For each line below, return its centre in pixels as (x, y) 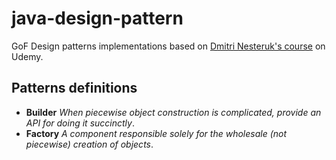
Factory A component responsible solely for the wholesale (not (156, 133)
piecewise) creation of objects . (89, 144)
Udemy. (27, 56)
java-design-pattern (97, 18)
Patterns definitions (74, 88)
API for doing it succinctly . (80, 123)
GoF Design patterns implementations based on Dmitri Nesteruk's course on (168, 46)
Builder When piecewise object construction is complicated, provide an (173, 112)
